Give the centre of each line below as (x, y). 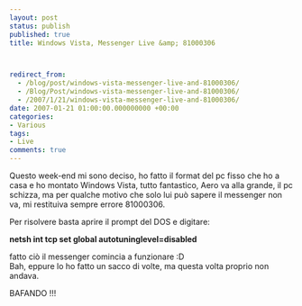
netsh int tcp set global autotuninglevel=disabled (103, 239)
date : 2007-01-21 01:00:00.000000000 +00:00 (94, 108)
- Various (28, 125)
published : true (40, 34)
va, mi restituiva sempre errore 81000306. (87, 204)
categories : (32, 117)
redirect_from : (38, 75)
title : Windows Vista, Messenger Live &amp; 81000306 (113, 43)
